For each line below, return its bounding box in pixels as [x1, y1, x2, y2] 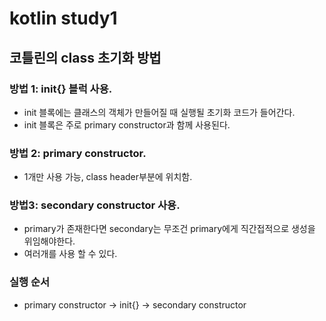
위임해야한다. [23, 235, 76, 247]
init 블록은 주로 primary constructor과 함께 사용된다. [23, 118, 231, 131]
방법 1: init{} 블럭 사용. [9, 82, 113, 96]
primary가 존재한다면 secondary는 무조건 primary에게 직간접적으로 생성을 [23, 223, 316, 235]
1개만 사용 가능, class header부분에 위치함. [23, 171, 193, 183]
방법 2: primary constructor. [9, 146, 147, 160]
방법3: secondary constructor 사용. [9, 198, 181, 212]
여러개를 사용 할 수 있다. [23, 248, 118, 260]
